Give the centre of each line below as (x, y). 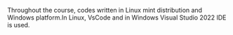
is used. (19, 25)
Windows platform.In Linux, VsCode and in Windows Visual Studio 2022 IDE (117, 17)
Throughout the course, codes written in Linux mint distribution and (105, 10)
